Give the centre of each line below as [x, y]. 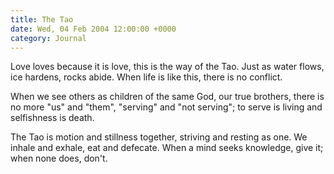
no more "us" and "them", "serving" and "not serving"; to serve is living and [166, 107]
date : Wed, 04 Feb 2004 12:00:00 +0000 [93, 29]
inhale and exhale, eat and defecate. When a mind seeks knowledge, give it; [167, 148]
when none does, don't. [59, 158]
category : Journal [48, 38]
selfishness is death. [52, 118]
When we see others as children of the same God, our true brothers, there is [167, 97]
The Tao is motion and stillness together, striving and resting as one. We [159, 137]
